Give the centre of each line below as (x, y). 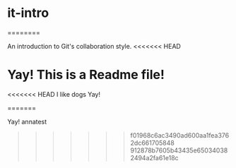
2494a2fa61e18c (154, 157)
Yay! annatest (27, 121)
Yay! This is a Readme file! (86, 75)
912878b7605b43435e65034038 (179, 150)
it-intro (28, 13)
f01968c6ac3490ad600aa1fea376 (180, 135)
